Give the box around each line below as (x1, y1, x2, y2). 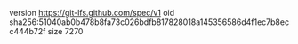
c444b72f (9, 26, 46, 36)
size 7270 (47, 26, 84, 36)
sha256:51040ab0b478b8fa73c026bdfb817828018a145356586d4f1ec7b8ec (9, 17, 290, 27)
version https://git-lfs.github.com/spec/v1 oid (9, 8, 175, 18)
